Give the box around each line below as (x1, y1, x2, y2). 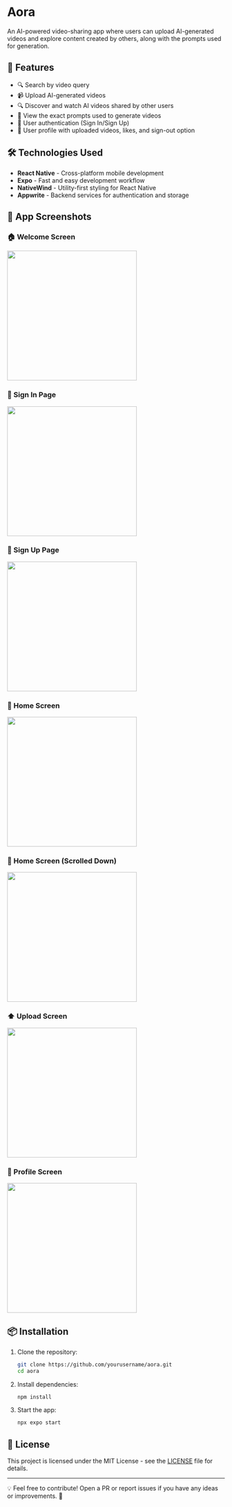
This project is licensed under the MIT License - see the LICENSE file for (7, 1457, 213, 1465)
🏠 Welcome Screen (7, 232, 76, 241)
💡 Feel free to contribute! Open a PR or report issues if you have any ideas (7, 1484, 219, 1492)
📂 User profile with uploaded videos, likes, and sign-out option (17, 126, 195, 134)
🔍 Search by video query (17, 80, 90, 89)
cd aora (17, 1367, 39, 1374)
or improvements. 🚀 (7, 1492, 64, 1500)
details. (7, 1464, 28, 1472)
